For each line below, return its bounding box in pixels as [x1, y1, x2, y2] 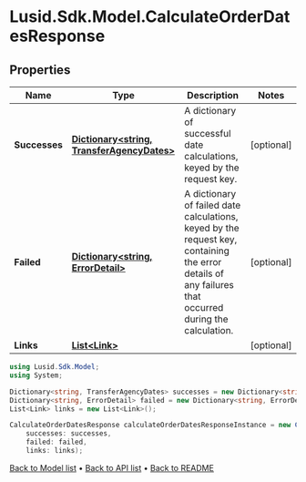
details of [184, 267, 225, 280]
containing [184, 244, 230, 257]
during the [184, 313, 229, 325]
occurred [184, 302, 224, 313]
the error [184, 256, 222, 268]
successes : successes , [25, 429, 112, 438]
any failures [184, 279, 234, 291]
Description [186, 89, 240, 101]
